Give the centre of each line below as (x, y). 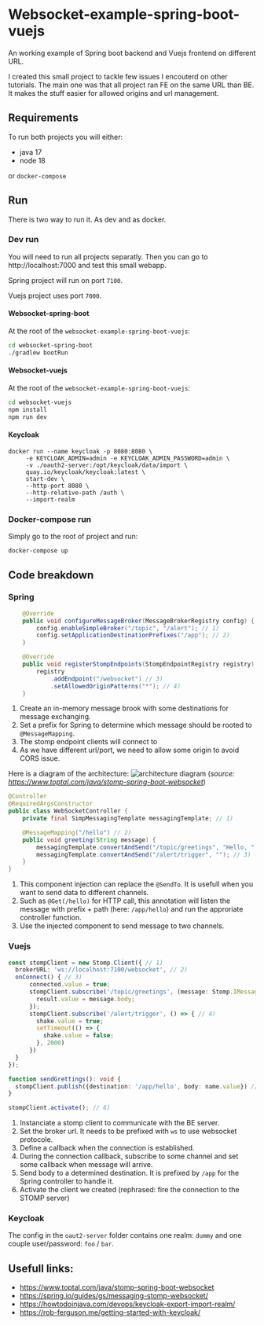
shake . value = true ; (70, 1021)
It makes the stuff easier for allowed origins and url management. (114, 93)
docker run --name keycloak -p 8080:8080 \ (81, 451)
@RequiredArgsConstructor (50, 804)
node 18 (32, 160)
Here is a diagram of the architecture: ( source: (121, 774)
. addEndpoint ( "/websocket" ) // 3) (106, 679)
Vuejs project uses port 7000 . (55, 295)
